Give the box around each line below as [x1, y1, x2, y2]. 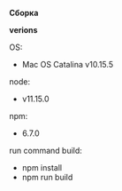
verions [9, 25, 38, 35]
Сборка [9, 8, 39, 18]
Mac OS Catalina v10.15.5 [21, 60, 113, 69]
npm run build [21, 172, 73, 182]
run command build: [9, 146, 82, 155]
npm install [21, 163, 63, 172]
